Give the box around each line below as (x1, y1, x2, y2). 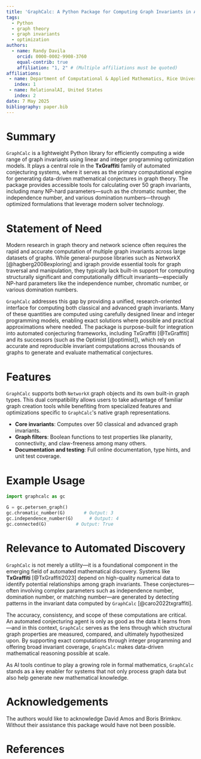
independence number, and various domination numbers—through (6, 194, 170, 201)
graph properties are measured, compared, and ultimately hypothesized (6, 630, 184, 638)
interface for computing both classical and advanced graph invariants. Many (6, 304, 194, 311)
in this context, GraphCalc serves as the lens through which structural (22, 624, 193, 631)
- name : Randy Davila (11, 48, 66, 54)
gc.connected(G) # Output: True (6, 521, 114, 527)
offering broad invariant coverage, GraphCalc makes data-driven (6, 643, 164, 650)
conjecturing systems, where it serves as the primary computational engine (6, 169, 193, 176)
